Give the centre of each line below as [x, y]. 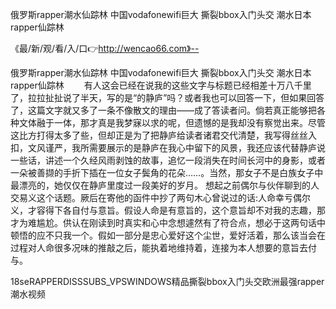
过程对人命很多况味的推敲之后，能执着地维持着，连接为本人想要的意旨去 [159, 247]
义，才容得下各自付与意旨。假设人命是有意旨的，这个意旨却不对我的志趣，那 [168, 210]
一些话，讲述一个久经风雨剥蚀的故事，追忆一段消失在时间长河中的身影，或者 [168, 160]
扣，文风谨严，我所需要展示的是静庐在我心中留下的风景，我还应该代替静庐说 [168, 147]
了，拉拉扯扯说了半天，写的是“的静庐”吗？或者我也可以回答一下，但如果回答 [167, 97]
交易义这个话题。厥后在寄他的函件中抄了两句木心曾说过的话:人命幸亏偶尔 [161, 197]
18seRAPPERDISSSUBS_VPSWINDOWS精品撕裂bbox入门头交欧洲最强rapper [167, 281]
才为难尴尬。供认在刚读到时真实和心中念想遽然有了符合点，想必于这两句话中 [168, 222]
